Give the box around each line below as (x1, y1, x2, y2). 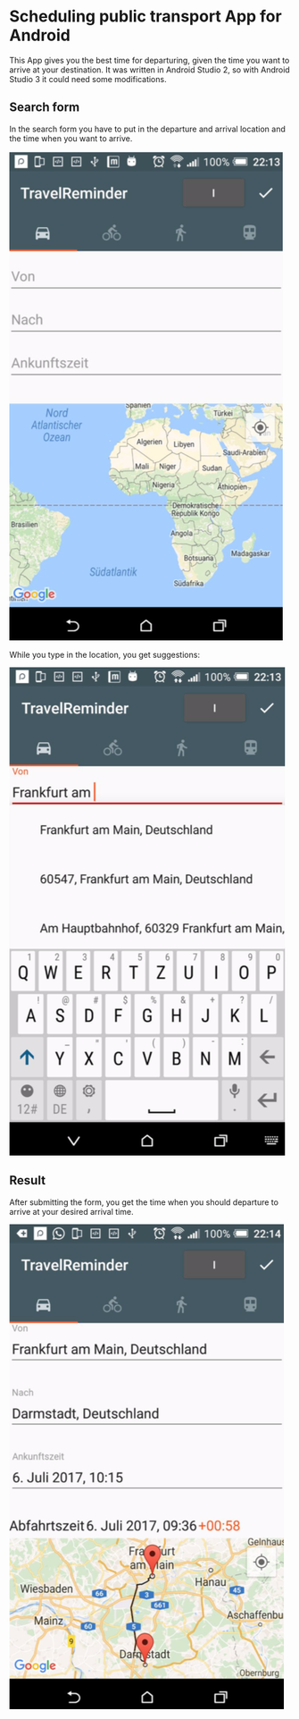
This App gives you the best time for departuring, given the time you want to (9, 55, 290, 65)
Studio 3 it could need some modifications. (9, 73, 167, 84)
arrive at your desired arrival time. (9, 1206, 134, 1217)
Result (9, 1173, 46, 1188)
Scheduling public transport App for (9, 6, 283, 27)
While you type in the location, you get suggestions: (9, 649, 201, 660)
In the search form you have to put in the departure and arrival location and (9, 123, 286, 134)
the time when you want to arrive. (9, 132, 133, 144)
